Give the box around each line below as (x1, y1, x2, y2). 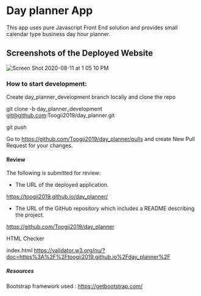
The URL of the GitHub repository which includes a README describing (15, 205, 195, 212)
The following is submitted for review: (6, 169, 101, 177)
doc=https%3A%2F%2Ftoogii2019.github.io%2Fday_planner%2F (6, 253, 171, 261)
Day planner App (6, 4, 93, 18)
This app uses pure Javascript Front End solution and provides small (6, 24, 178, 31)
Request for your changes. (6, 142, 73, 150)
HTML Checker (6, 235, 44, 242)
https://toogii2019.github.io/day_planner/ (6, 193, 108, 200)
